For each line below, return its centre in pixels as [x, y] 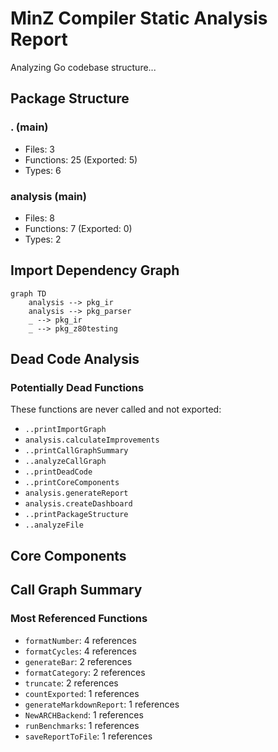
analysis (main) [48, 196]
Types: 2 [43, 239]
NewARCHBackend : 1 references [84, 714]
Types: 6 [43, 170]
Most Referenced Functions [79, 619]
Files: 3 [40, 149]
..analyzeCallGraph [65, 462]
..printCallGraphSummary [76, 451]
